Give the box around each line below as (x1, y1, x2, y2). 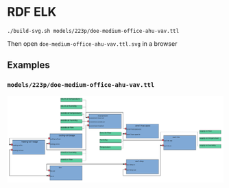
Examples (7, 59, 50, 71)
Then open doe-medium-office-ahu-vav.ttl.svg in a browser (7, 39, 178, 48)
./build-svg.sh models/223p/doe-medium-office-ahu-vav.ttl (7, 27, 180, 34)
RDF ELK (7, 4, 57, 20)
